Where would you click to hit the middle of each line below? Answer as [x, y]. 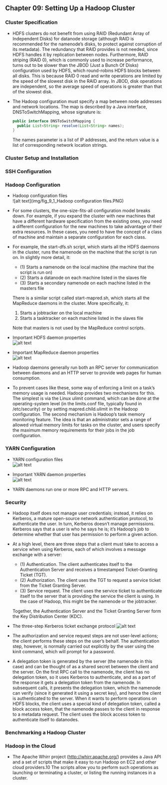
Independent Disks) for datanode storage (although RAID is [73, 38]
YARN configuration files [38, 459]
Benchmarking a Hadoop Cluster [46, 732]
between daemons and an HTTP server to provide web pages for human [87, 373]
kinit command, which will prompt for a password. [64, 652]
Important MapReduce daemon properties [55, 353]
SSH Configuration [28, 172]
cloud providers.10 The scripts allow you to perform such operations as [85, 768]
